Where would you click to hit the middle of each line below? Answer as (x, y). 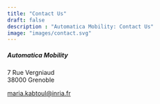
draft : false (26, 20)
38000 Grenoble (31, 80)
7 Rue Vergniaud (31, 73)
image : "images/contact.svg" (49, 33)
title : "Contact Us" (37, 14)
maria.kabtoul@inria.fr (39, 94)
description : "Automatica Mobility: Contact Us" (81, 26)
